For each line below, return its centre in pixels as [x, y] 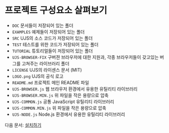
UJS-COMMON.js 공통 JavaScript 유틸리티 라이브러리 [63, 102]
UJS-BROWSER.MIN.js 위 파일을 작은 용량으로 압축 [60, 95]
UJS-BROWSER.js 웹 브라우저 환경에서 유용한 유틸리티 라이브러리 [75, 89]
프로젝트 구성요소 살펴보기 [56, 10]
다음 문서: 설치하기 [23, 125]
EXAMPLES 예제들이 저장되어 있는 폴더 [48, 31]
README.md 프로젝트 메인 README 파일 [50, 82]
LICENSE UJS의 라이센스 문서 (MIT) [47, 70]
